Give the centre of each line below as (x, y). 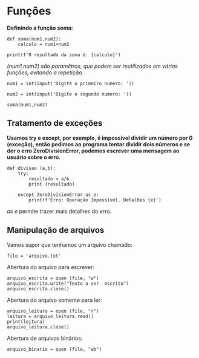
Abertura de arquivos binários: (45, 338)
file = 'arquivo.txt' (34, 256)
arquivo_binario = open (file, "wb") (54, 349)
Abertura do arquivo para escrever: (51, 267)
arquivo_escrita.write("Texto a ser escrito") (68, 283)
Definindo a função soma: (40, 28)
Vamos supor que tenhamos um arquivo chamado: (70, 245)
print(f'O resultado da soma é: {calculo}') (64, 55)
